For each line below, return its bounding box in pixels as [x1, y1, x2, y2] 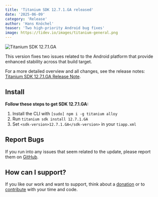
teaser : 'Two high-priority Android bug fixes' [5, 26, 105, 31]
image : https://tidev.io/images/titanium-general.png [5, 30, 118, 35]
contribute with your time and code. [5, 187, 78, 193]
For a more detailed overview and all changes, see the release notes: [5, 68, 145, 74]
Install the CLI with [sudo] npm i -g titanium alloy [12, 110, 118, 116]
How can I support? [5, 168, 67, 177]
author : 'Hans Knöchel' [5, 21, 54, 26]
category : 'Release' [5, 16, 48, 21]
